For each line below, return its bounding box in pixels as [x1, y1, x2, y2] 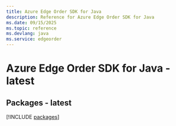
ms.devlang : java [6, 31, 49, 37]
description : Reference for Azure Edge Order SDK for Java [6, 14, 155, 20]
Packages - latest [6, 98, 72, 108]
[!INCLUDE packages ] [6, 114, 60, 120]
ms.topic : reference [6, 25, 57, 31]
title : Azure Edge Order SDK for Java [6, 8, 102, 15]
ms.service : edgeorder [6, 36, 62, 42]
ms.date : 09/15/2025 [6, 20, 57, 25]
